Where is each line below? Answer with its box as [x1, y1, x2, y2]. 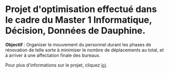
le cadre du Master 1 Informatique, [5, 14, 152, 26]
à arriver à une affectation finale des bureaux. [5, 52, 101, 58]
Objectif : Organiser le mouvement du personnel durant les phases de [5, 41, 151, 47]
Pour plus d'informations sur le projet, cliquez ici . [5, 62, 108, 68]
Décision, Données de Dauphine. [5, 25, 146, 36]
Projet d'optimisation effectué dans [5, 4, 157, 15]
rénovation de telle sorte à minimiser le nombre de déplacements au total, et [5, 47, 164, 53]
